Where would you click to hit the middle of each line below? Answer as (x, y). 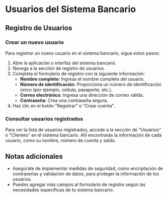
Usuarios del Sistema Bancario (71, 9)
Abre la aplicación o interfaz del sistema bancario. (64, 63)
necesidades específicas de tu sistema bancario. (63, 189)
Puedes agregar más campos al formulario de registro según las (79, 184)
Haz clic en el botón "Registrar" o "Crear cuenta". (64, 106)
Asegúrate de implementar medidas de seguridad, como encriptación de (88, 168)
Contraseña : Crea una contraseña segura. (64, 100)
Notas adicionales (34, 156)
